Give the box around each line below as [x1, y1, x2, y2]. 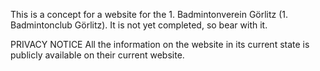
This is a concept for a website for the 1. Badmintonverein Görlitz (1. [10, 9, 289, 20]
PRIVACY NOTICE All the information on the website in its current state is [10, 39, 310, 50]
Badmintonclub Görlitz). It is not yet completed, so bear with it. [10, 19, 268, 31]
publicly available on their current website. [10, 49, 185, 61]
